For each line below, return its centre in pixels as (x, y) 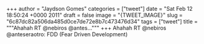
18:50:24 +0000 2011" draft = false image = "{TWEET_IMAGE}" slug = (95, 15)
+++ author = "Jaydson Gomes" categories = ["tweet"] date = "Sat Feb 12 (100, 9)
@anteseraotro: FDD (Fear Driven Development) (67, 34)
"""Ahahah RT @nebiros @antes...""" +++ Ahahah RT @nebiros (86, 28)
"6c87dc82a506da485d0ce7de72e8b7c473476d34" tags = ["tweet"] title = (102, 21)
